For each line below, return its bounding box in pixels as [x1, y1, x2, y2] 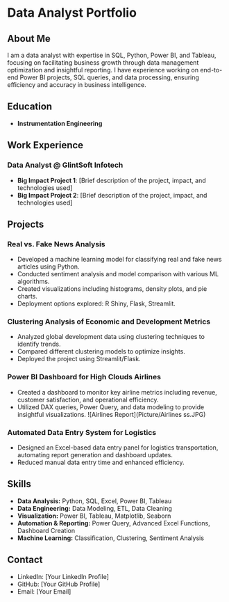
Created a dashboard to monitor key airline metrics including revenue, [17, 388, 217, 396]
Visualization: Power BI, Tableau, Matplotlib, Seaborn [17, 512, 171, 520]
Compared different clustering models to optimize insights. [17, 347, 186, 356]
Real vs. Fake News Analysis [7, 239, 105, 248]
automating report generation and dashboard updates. [17, 451, 173, 459]
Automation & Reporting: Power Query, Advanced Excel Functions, [17, 518, 210, 527]
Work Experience [7, 139, 84, 151]
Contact [7, 554, 43, 566]
